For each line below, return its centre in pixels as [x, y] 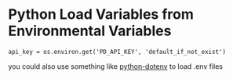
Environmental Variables [90, 31]
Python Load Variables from [101, 14]
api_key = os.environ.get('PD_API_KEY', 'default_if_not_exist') [117, 52]
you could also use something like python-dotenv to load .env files [116, 66]
